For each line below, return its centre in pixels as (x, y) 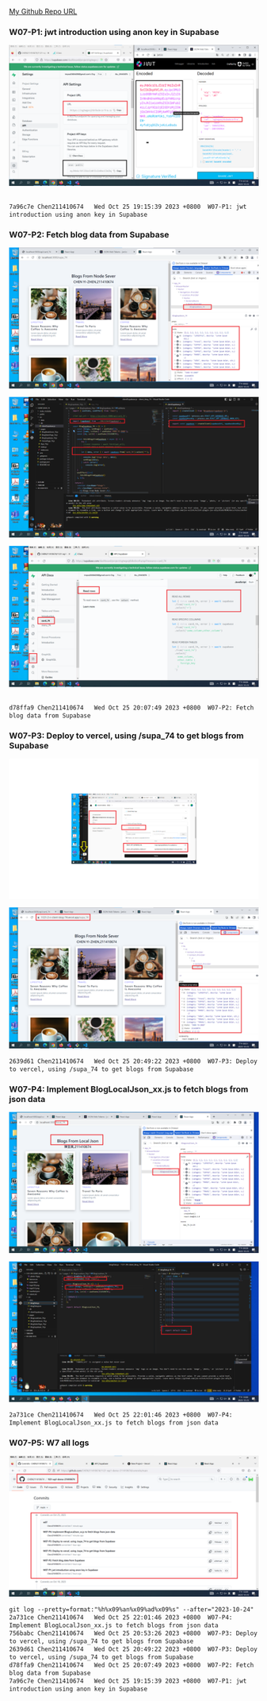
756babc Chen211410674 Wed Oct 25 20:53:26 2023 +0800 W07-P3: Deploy (133, 1633)
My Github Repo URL (43, 12)
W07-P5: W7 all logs (49, 1443)
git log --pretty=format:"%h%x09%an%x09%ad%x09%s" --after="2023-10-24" (132, 1609)
